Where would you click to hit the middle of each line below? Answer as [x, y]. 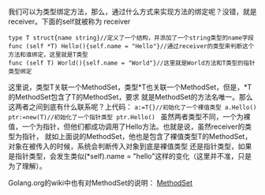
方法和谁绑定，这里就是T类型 [48, 54]
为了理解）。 [27, 166]
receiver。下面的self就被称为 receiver [69, 21]
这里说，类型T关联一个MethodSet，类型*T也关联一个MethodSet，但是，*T [130, 87]
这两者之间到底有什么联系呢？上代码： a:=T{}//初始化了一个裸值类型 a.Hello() [132, 107]
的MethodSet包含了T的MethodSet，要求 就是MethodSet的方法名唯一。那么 [131, 97]
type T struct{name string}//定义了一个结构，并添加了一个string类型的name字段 [131, 38]
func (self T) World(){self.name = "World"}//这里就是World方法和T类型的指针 [132, 63]
